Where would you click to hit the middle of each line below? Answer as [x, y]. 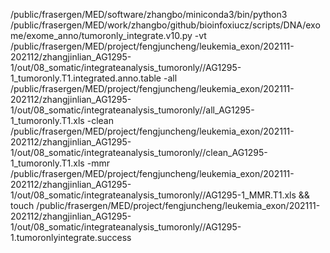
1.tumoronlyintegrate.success [71, 237]
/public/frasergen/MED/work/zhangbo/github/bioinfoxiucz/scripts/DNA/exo [165, 25]
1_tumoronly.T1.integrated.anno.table [86, 78]
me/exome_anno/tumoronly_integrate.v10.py [101, 35]
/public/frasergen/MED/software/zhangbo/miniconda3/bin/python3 [149, 14]
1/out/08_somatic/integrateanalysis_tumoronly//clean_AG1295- [139, 152]
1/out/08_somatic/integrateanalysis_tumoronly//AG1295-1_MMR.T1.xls [153, 195]
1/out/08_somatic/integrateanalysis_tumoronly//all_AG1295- [132, 110]
